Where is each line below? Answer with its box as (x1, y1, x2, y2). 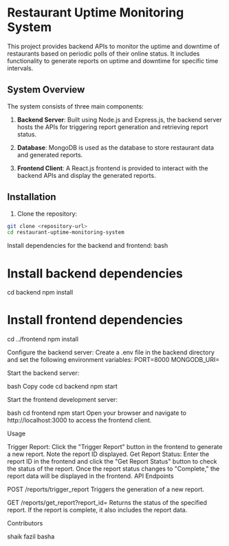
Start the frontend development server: (7, 396, 118, 404)
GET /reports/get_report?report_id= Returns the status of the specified (7, 499, 208, 507)
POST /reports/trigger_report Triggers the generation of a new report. (7, 486, 205, 494)
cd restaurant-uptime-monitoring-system (7, 229, 125, 236)
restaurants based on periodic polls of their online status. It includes (7, 49, 200, 58)
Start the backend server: (7, 369, 80, 377)
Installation (7, 191, 56, 203)
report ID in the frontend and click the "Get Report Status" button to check (7, 457, 217, 466)
